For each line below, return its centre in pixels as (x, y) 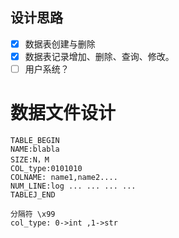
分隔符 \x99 (33, 214)
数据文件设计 (63, 113)
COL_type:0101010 (46, 168)
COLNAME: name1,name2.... (64, 177)
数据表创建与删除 (60, 44)
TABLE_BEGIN (35, 140)
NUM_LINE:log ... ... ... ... (73, 186)
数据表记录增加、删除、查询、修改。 (99, 56)
